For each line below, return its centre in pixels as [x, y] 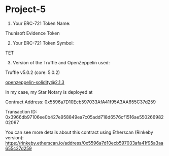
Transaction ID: [21, 111]
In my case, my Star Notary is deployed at [49, 92]
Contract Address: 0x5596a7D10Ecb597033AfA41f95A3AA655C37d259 [81, 102]
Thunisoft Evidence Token [32, 33]
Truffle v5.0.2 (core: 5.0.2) [32, 72]
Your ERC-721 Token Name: [41, 23]
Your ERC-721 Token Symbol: [43, 43]
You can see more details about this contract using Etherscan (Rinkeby [79, 132]
